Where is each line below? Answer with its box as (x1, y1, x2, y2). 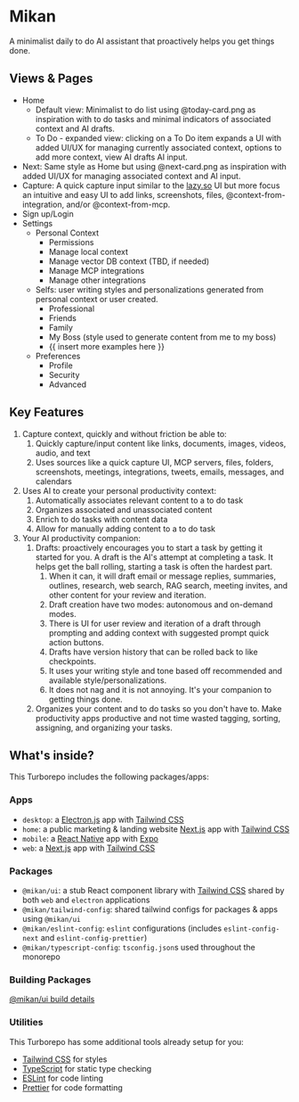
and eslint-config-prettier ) (40, 932, 148, 942)
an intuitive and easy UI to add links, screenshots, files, (21, 189, 224, 200)
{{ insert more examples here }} (48, 341, 165, 351)
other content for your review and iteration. (48, 589, 206, 600)
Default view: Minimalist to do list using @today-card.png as (35, 104, 256, 115)
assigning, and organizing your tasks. (35, 722, 174, 733)
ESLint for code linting (21, 1073, 104, 1083)
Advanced (48, 379, 87, 390)
